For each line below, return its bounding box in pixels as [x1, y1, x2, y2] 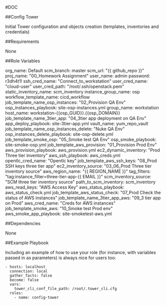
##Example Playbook [5, 240, 49, 246]
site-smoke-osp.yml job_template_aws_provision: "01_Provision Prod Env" [5, 142, 157, 148]
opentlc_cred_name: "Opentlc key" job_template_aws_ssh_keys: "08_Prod [5, 158, 157, 164]
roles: [9, 291, 23, 296]
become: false [9, 278, 39, 283]
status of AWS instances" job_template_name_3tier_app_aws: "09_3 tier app [5, 195, 161, 201]
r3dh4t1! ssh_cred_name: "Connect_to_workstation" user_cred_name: [5, 78, 148, 84]
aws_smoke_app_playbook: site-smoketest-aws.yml [5, 211, 112, 217]
